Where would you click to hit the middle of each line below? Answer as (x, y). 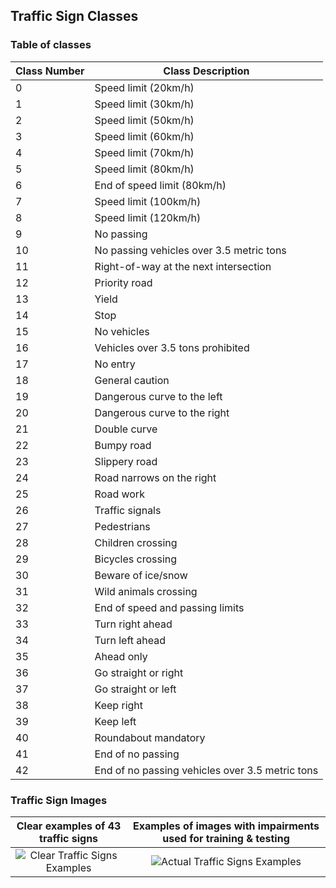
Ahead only (121, 656)
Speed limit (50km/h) (144, 120)
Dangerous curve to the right (162, 412)
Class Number (50, 71)
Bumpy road (123, 445)
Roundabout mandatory (150, 737)
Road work (119, 494)
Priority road (123, 282)
